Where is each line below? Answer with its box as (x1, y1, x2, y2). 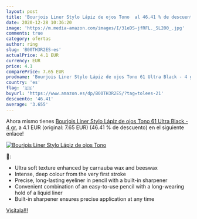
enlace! (6, 130, 24, 137)
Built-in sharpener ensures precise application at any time (14, 195, 155, 203)
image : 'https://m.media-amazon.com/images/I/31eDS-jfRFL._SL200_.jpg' (6, 25, 185, 31)
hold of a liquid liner (14, 189, 63, 196)
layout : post (6, 8, 38, 15)
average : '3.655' (6, 101, 49, 107)
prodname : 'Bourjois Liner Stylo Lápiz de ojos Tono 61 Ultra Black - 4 (6, 74, 188, 80)
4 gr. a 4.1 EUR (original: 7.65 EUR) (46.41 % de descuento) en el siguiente (6, 124, 185, 131)
